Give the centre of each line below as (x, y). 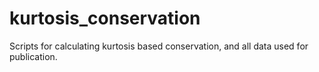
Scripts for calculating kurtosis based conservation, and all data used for (159, 46)
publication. (33, 56)
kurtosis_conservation (105, 18)
